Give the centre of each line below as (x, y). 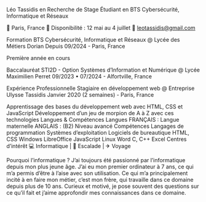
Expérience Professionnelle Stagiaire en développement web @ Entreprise (101, 88)
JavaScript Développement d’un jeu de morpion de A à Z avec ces (90, 113)
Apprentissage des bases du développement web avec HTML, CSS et (95, 107)
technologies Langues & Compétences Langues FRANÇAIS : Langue (93, 120)
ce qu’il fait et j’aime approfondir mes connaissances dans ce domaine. (96, 193)
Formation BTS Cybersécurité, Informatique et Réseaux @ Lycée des (93, 39)
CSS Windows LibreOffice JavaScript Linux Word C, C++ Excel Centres (97, 139)
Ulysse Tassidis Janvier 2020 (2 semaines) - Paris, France (80, 95)
